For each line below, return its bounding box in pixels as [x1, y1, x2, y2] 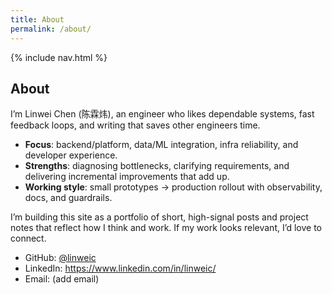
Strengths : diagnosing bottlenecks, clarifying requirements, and [24, 160, 290, 172]
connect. [10, 232, 47, 245]
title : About [10, 14, 65, 25]
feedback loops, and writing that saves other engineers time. [10, 119, 261, 131]
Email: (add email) [24, 273, 100, 285]
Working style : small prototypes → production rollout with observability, [24, 181, 323, 193]
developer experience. [24, 149, 118, 161]
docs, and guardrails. [24, 192, 113, 204]
